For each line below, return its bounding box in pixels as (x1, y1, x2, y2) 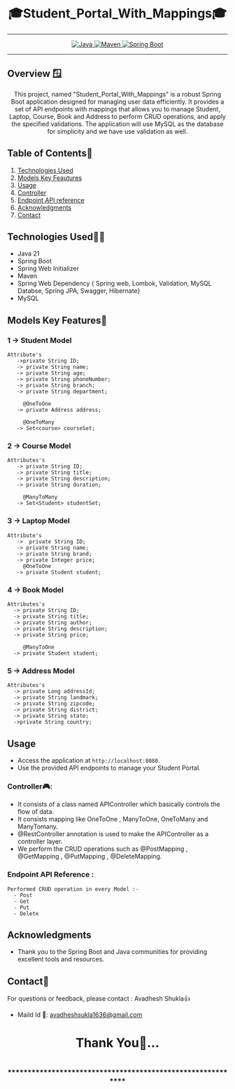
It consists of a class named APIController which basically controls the (17, 800, 220, 809)
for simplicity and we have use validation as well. (47, 127, 188, 135)
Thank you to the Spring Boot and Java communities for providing (17, 948, 208, 956)
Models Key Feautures (17, 173, 83, 182)
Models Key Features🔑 (7, 314, 108, 326)
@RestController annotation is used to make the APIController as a (17, 830, 209, 838)
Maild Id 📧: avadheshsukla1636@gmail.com (17, 1011, 143, 1019)
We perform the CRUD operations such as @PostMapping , (17, 845, 188, 853)
